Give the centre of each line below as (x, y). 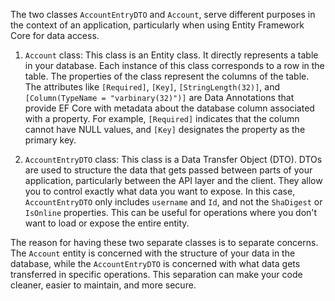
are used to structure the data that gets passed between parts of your (168, 170)
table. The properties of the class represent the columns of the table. (167, 76)
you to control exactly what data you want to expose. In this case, (160, 191)
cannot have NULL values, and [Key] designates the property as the (165, 129)
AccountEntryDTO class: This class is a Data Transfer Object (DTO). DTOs (173, 159)
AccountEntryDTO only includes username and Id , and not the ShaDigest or (173, 202)
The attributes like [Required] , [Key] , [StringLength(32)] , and (152, 87)
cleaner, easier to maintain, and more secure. (103, 285)
